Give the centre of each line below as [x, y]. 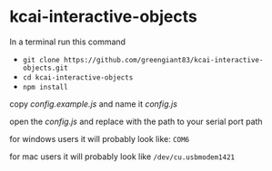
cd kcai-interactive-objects [78, 77]
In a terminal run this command [67, 42]
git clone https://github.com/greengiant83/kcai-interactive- [143, 60]
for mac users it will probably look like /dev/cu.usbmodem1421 [122, 157]
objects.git [45, 68]
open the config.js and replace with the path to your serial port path [136, 121]
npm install [45, 87]
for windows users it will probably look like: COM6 [100, 138]
